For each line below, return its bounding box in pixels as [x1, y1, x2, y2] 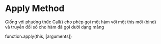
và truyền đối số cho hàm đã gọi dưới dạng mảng [5, 24, 104, 29]
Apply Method [5, 3, 65, 14]
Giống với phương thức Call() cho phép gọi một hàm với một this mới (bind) [5, 19, 156, 25]
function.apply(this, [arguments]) [5, 33, 72, 39]
